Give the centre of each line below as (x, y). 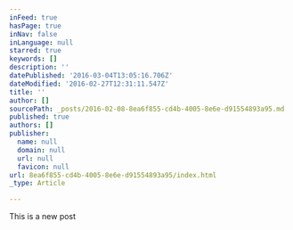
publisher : (29, 134)
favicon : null (43, 167)
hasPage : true (36, 26)
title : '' (28, 92)
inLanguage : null (41, 42)
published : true (39, 117)
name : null (37, 142)
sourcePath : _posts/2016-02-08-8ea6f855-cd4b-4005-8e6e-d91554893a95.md (147, 109)
